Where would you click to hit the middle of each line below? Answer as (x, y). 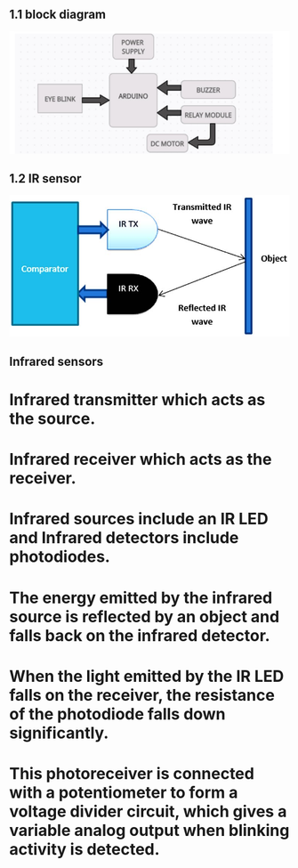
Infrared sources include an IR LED (139, 519)
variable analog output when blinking (149, 830)
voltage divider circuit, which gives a (148, 811)
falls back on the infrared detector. (140, 635)
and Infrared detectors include (124, 538)
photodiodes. (60, 557)
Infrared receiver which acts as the (141, 460)
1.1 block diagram (58, 15)
